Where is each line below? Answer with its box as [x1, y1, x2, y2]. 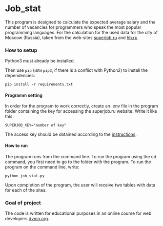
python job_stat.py [5, 173, 45, 178]
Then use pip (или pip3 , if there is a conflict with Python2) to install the [5, 67, 148, 73]
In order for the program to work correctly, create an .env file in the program [5, 103, 158, 109]
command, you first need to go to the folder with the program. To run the [5, 159, 151, 164]
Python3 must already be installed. [5, 58, 75, 64]
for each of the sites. [5, 187, 47, 193]
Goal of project [5, 199, 41, 206]
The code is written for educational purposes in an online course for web [5, 210, 152, 216]
